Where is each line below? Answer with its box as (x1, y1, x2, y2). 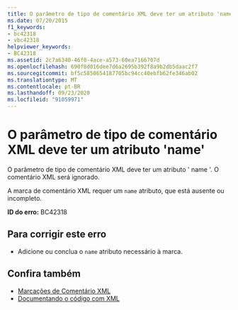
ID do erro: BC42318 (7, 207, 67, 216)
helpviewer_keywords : (7, 43, 72, 50)
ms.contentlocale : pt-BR (7, 83, 81, 90)
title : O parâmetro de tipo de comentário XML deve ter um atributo (7, 10, 214, 18)
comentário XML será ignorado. (7, 172, 101, 181)
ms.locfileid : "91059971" (7, 96, 84, 104)
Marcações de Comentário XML (17, 287, 111, 295)
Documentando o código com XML (17, 294, 120, 302)
